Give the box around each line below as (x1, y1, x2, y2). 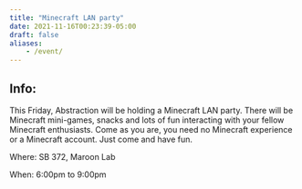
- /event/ (26, 47, 64, 56)
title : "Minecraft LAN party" (9, 13, 125, 23)
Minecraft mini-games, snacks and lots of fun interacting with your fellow (9, 114, 285, 125)
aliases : (9, 38, 43, 48)
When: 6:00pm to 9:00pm (9, 169, 107, 180)
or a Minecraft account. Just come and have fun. (9, 134, 193, 144)
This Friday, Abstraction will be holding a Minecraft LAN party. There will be (9, 104, 294, 115)
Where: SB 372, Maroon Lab (9, 151, 116, 162)
